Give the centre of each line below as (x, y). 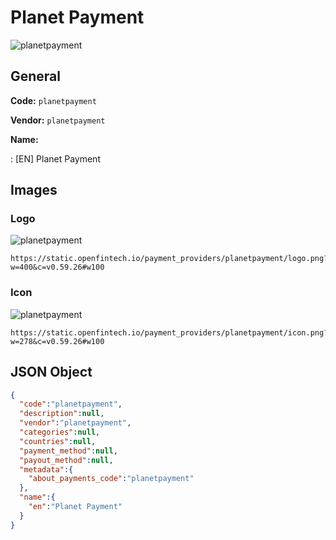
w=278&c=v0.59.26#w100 (57, 341)
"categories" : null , (60, 432)
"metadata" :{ (46, 469)
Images (34, 190)
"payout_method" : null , (66, 460)
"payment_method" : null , (68, 451)
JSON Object (51, 372)
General (36, 76)
